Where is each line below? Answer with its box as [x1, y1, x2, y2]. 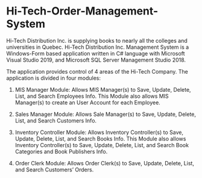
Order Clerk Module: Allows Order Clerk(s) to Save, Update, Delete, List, [14, 159, 195, 167]
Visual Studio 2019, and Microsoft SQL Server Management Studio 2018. [6, 56, 186, 63]
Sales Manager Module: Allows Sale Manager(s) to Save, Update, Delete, [14, 110, 197, 118]
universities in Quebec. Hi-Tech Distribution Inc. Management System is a [6, 43, 189, 51]
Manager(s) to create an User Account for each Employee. [14, 98, 161, 106]
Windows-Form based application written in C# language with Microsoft [6, 49, 185, 57]
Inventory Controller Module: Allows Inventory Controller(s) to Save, [14, 129, 184, 136]
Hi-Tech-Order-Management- [6, 4, 159, 18]
